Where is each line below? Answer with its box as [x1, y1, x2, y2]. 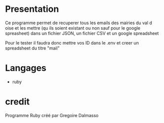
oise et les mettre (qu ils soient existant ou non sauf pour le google [5, 25, 140, 31]
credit [5, 96, 30, 107]
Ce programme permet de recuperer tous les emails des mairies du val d [5, 20, 153, 26]
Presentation [5, 3, 59, 15]
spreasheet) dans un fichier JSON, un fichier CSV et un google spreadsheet [5, 30, 159, 36]
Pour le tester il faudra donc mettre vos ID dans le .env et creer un [5, 40, 139, 45]
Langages [5, 63, 47, 74]
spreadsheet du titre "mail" [5, 45, 60, 51]
